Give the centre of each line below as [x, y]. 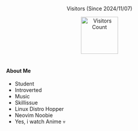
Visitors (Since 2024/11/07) [100, 9]
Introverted [28, 90]
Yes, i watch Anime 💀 [40, 122]
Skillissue [26, 103]
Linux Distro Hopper [39, 109]
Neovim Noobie [34, 116]
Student [24, 84]
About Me [19, 71]
